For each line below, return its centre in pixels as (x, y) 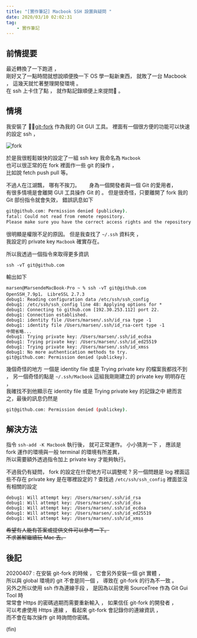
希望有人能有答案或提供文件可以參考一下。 (58, 530)
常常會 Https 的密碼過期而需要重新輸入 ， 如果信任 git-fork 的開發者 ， (91, 603)
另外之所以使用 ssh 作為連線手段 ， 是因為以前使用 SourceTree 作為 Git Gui (97, 588)
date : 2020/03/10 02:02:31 (39, 17)
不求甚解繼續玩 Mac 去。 (36, 538)
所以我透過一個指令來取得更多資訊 (47, 254)
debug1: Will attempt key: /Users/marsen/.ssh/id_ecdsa (76, 508)
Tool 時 (15, 595)
